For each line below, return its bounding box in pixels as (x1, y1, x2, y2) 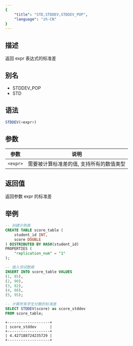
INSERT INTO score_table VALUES (5, 269, 72, 274)
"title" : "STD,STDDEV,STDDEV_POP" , (14, 12, 88, 17)
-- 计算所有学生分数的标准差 (5, 301, 57, 307)
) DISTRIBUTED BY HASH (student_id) (5, 241, 79, 247)
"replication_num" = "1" (14, 251, 66, 256)
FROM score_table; (5, 311, 43, 316)
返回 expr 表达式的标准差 (5, 56, 56, 62)
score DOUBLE (14, 237, 41, 242)
